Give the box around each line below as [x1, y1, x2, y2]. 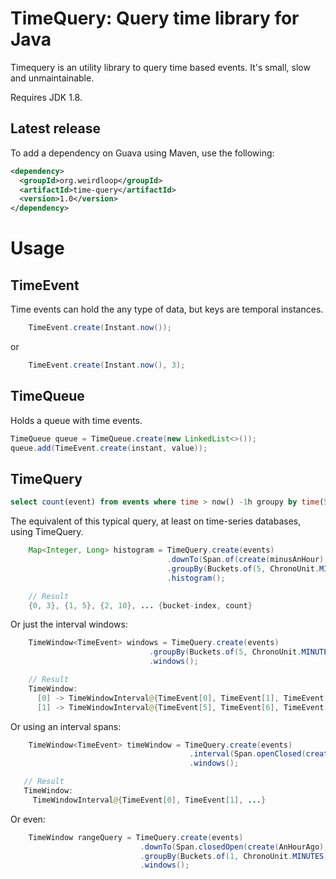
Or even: [10, 813, 46, 825]
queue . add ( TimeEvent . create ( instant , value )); [10, 443, 208, 453]
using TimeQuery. [10, 526, 84, 538]
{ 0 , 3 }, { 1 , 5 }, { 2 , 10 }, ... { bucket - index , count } [28, 600, 253, 611]
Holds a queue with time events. [10, 414, 143, 426]
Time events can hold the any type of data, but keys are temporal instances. [10, 303, 324, 316]
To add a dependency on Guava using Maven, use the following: [10, 147, 275, 159]
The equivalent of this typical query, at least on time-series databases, [10, 515, 302, 527]
